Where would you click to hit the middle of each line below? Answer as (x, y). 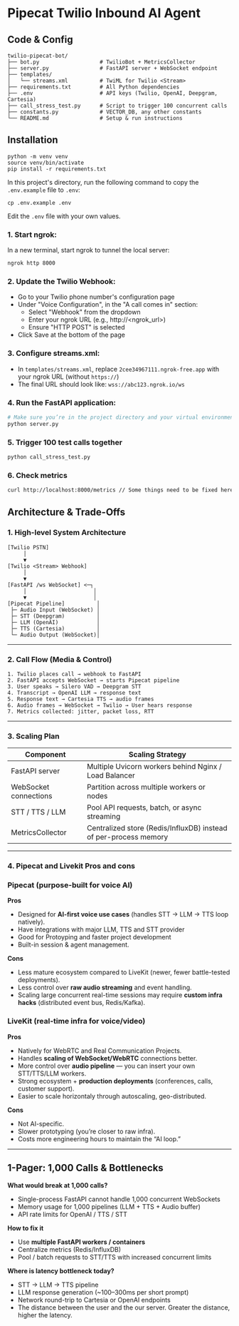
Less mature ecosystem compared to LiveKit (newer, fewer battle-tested (124, 972)
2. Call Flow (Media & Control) (60, 659)
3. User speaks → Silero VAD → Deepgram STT (74, 686)
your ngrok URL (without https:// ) (68, 377)
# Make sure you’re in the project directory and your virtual (103, 417)
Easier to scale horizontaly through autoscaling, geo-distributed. (112, 1096)
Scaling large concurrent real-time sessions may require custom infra (120, 995)
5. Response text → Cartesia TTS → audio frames (81, 699)
